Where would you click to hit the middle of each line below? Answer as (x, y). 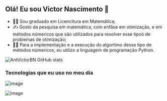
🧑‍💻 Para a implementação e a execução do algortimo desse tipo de (82, 44)
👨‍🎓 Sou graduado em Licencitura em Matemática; (64, 21)
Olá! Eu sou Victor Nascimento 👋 (57, 9)
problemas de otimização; (39, 39)
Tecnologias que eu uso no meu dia (49, 72)
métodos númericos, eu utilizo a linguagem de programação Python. (83, 50)
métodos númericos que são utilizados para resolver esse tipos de (81, 34)
